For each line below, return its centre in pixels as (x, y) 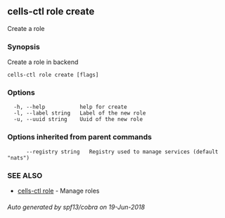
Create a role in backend (43, 62)
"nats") (19, 158)
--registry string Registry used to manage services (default (122, 152)
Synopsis (24, 46)
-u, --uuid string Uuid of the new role (78, 120)
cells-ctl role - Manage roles (58, 191)
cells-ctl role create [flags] (53, 75)
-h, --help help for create (71, 107)
